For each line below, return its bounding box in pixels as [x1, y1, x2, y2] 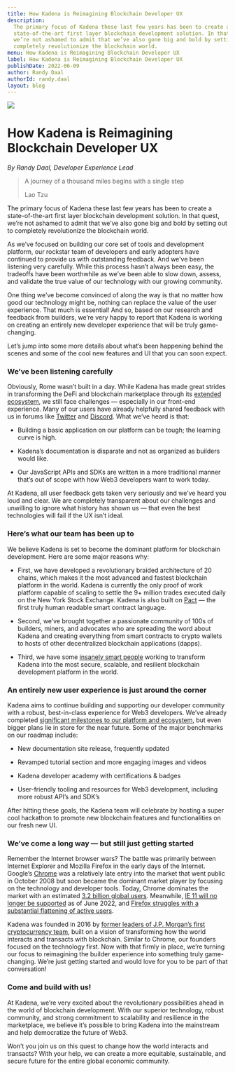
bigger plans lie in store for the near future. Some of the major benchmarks [7, 724, 224, 732]
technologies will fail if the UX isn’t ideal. [7, 511, 124, 520]
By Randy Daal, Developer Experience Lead [7, 163, 134, 172]
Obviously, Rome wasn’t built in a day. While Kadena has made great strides [7, 383, 226, 391]
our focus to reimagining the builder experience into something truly [7, 950, 204, 958]
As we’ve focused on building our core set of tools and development [7, 240, 204, 249]
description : [7, 17, 45, 24]
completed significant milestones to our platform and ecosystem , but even [7, 716, 222, 724]
